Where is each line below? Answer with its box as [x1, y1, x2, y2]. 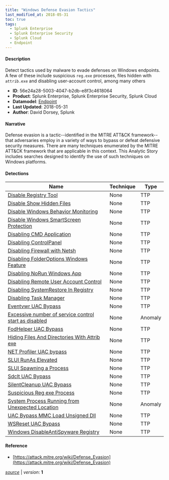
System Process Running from [8, 398, 79, 405]
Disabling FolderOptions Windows [8, 256, 88, 263]
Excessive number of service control [8, 311, 95, 318]
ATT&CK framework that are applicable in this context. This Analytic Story [5, 148, 158, 154]
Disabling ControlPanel [8, 239, 62, 246]
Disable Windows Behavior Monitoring [8, 208, 98, 215]
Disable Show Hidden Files [8, 200, 71, 207]
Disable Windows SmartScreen [8, 216, 81, 223]
